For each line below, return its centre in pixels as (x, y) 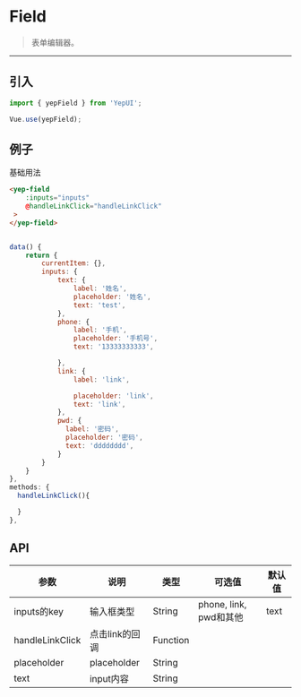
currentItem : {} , (73, 263)
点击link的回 (115, 633)
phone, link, (223, 604)
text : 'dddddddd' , (100, 445)
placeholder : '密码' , (104, 438)
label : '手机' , (100, 330)
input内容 (109, 678)
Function (171, 640)
